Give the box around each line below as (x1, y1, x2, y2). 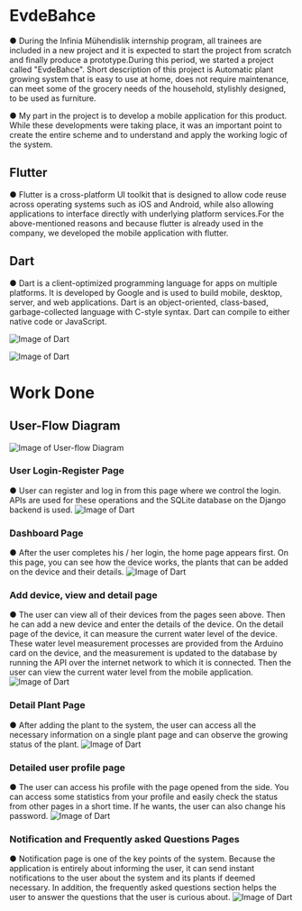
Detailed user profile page (9, 761, 126, 774)
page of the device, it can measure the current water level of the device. (9, 629, 278, 640)
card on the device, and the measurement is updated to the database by (9, 648, 278, 658)
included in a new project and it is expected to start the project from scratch (9, 44, 291, 55)
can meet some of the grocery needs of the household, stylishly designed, (9, 83, 287, 94)
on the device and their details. (9, 566, 124, 577)
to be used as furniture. (9, 92, 96, 104)
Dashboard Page (9, 527, 84, 539)
